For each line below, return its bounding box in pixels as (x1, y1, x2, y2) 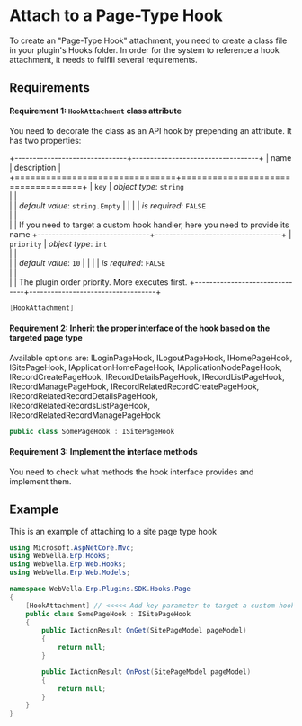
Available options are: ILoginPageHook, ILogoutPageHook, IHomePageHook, (9, 352, 293, 363)
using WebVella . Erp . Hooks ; (9, 552, 111, 561)
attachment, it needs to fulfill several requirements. (9, 54, 198, 65)
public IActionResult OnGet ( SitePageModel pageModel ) (41, 626, 247, 635)
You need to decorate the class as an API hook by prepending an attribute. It (9, 125, 292, 136)
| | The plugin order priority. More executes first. (9, 276, 188, 288)
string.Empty (71, 201, 121, 211)
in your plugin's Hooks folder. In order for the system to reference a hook (9, 44, 280, 55)
